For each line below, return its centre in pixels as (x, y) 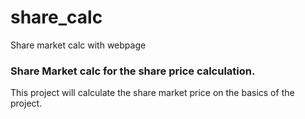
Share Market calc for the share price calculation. (133, 71)
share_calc (56, 17)
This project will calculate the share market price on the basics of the (152, 93)
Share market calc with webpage (78, 45)
